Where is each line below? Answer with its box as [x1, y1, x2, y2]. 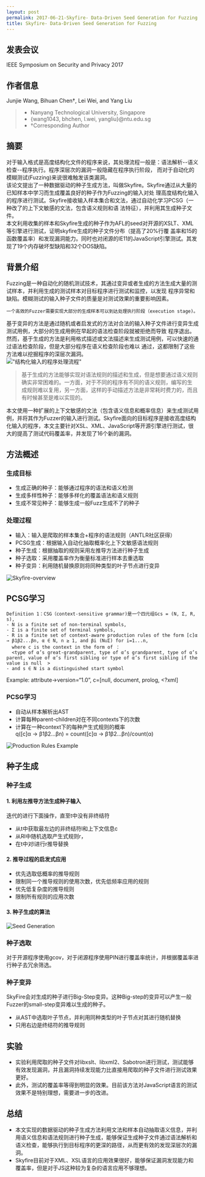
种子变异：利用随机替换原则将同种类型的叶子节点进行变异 [15, 562, 160, 569]
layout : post [6, 9, 40, 15]
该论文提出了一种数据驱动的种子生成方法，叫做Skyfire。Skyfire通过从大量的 [6, 181, 197, 188]
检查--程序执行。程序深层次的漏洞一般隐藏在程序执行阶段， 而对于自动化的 [6, 166, 195, 173]
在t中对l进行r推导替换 [15, 840, 69, 847]
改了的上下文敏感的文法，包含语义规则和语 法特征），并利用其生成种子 [11, 204, 187, 212]
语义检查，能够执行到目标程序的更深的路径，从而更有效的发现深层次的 [15, 1141, 192, 1148]
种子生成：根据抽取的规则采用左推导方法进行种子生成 [15, 547, 149, 554]
